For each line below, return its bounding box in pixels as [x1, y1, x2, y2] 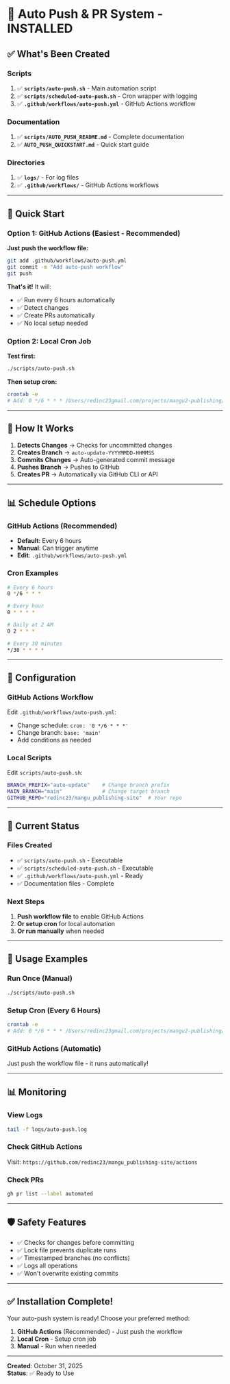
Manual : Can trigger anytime [16, 544, 99, 553]
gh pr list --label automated [7, 1191, 94, 1198]
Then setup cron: [7, 377, 57, 386]
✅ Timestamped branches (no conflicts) [16, 1254, 130, 1262]
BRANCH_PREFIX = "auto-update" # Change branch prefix [7, 781, 170, 789]
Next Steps [7, 897, 45, 906]
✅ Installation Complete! [7, 1296, 114, 1308]
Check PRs [7, 1175, 44, 1185]
